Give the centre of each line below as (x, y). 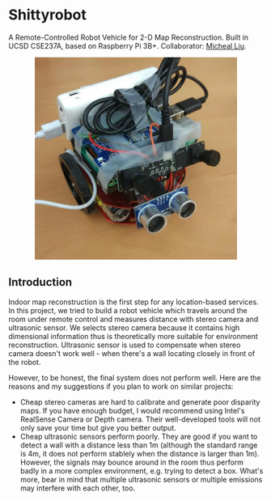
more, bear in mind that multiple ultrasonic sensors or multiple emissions (141, 479)
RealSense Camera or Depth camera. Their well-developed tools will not (140, 419)
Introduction (40, 282)
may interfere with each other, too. (78, 488)
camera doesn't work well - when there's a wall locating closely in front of (132, 353)
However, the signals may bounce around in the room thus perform (132, 462)
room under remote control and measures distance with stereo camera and (133, 319)
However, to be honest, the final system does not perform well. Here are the (135, 377)
